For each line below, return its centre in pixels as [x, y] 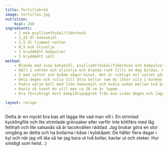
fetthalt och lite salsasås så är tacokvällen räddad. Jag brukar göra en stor [82, 127]
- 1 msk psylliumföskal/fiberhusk [50, 33]
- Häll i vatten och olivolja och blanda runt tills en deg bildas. [87, 70]
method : [13, 61]
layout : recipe [21, 102]
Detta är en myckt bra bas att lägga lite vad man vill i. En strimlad [72, 117]
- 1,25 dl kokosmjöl [35, 38]
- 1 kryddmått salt [34, 56]
